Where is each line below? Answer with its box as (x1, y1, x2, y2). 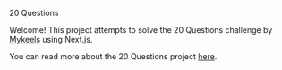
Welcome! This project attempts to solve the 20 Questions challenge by (9, 25, 273, 35)
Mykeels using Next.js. (9, 35, 93, 44)
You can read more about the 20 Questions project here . (9, 51, 218, 61)
